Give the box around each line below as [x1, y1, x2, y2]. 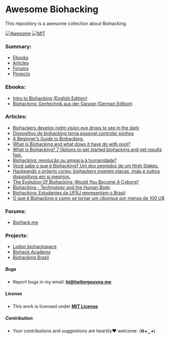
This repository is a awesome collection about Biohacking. [5, 20, 127, 26]
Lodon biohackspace [12, 243, 57, 250]
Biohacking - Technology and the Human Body [12, 184, 111, 190]
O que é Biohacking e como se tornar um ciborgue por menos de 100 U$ [12, 195, 165, 201]
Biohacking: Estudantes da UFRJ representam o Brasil [12, 189, 126, 195]
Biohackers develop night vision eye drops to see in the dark [12, 125, 140, 131]
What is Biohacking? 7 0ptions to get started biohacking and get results [12, 146, 162, 152]
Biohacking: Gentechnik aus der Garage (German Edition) [12, 100, 133, 106]
